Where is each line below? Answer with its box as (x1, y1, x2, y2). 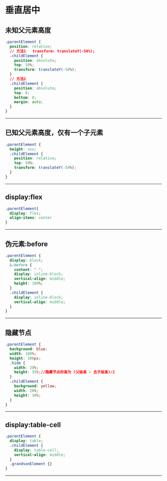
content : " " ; (14, 267, 43, 272)
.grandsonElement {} (9, 462, 52, 467)
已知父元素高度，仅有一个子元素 (5, 128, 103, 137)
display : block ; (9, 257, 43, 263)
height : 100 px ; (9, 356, 41, 361)
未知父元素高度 (5, 26, 51, 34)
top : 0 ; (14, 90, 30, 95)
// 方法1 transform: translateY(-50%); (9, 48, 95, 54)
